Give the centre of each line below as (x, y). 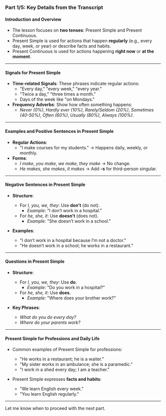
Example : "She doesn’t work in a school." (69, 221)
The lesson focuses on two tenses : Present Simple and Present (77, 30)
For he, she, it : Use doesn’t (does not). (59, 216)
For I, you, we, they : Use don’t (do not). (60, 205)
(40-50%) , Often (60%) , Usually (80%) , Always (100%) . (77, 115)
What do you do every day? (48, 317)
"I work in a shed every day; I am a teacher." (64, 370)
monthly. (29, 153)
